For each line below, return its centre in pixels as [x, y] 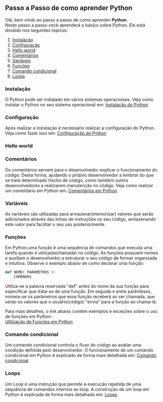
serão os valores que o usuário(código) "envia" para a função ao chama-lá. [81, 302]
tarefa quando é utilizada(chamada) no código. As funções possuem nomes [81, 253]
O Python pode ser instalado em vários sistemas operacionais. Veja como [79, 99]
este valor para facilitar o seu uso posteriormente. [56, 224]
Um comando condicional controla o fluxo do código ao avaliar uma [73, 345]
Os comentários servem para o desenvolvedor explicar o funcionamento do [81, 170]
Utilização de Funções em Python [39, 321]
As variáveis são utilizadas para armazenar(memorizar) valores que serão [79, 214]
